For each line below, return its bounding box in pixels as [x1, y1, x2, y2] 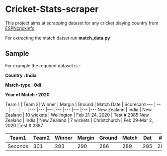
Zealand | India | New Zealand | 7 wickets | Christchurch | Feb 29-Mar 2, [5, 117, 153, 123]
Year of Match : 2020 [5, 91, 50, 98]
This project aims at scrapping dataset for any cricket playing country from [5, 20, 159, 26]
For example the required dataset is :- [5, 62, 83, 68]
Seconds [7, 143, 29, 150]
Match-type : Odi [5, 82, 41, 88]
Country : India [5, 72, 37, 78]
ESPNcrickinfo [5, 25, 35, 31]
